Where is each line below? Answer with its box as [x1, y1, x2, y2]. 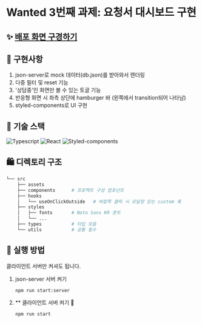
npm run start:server [15, 287, 70, 293]
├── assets [17, 182, 45, 188]
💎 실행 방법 [6, 245, 45, 256]
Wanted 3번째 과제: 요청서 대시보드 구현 [6, 5, 197, 19]
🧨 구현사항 [6, 54, 44, 64]
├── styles [17, 204, 45, 210]
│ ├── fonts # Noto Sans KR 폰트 [17, 210, 121, 216]
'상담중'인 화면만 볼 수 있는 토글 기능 [15, 86, 101, 94]
